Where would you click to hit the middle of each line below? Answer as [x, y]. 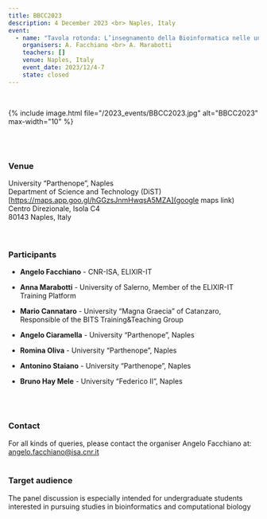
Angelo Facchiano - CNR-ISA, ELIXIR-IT [86, 272]
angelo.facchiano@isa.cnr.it [54, 451]
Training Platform [48, 296]
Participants [33, 254]
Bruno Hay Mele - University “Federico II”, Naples [101, 381]
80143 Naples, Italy [40, 217]
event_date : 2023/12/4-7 [64, 68]
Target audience [41, 481]
